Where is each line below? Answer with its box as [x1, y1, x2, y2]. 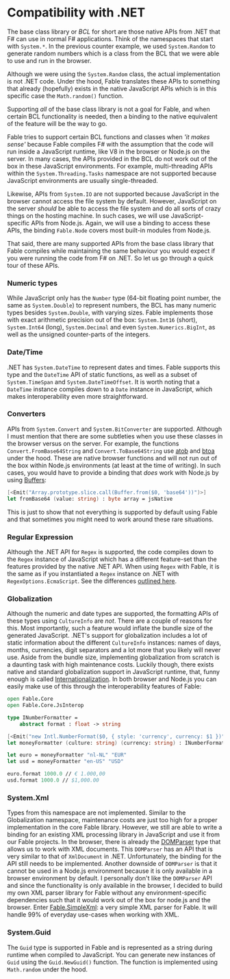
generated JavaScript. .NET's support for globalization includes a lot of [7, 632, 207, 640]
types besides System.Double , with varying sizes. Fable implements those [7, 308, 214, 317]
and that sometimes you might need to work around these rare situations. [7, 515, 214, 523]
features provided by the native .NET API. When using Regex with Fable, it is [7, 562, 220, 570]
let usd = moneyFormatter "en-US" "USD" [7, 758, 125, 765]
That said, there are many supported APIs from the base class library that [7, 239, 214, 247]
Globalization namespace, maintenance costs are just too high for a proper [7, 816, 218, 824]
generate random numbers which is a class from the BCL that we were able [7, 49, 220, 58]
